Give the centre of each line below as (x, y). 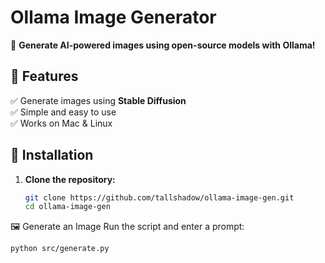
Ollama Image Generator (113, 17)
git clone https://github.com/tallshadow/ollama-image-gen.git (159, 197)
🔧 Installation (52, 155)
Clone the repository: (70, 179)
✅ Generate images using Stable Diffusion (98, 100)
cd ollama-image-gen (67, 207)
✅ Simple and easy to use (63, 112)
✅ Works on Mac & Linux (61, 123)
